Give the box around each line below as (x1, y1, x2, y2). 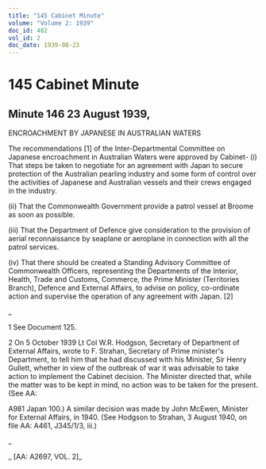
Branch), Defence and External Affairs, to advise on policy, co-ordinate (8, 283, 240, 293)
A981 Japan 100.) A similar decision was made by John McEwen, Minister (8, 404, 249, 414)
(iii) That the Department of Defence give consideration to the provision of (8, 225, 251, 235)
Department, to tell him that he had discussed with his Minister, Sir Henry (8, 355, 247, 365)
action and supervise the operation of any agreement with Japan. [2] (8, 291, 233, 301)
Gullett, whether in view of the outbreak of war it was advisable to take (8, 363, 240, 373)
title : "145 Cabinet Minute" (8, 11, 105, 20)
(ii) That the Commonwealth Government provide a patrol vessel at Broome (8, 201, 254, 211)
